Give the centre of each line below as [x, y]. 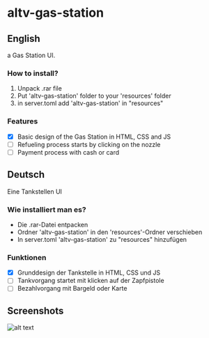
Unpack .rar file [40, 89]
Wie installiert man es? [47, 209]
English [24, 39]
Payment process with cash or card [68, 152]
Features [23, 121]
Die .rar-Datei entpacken [53, 224]
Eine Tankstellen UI [35, 191]
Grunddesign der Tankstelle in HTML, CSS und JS [89, 272]
